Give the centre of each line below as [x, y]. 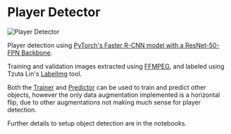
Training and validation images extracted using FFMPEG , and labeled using [116, 66]
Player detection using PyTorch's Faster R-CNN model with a [96, 45]
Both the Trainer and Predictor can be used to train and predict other [107, 87]
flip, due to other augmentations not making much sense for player [104, 102]
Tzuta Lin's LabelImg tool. [45, 74]
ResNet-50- [202, 45]
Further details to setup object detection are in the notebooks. [97, 123]
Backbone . [37, 53]
